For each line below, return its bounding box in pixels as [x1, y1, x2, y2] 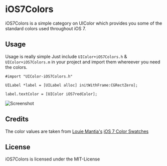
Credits [5, 115, 29, 124]
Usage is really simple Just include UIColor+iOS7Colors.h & [5, 53, 127, 59]
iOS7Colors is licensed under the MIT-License [5, 156, 100, 162]
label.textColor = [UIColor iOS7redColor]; [5, 92, 98, 97]
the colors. [5, 64, 28, 70]
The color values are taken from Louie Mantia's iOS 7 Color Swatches [5, 128, 149, 134]
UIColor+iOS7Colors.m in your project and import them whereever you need [5, 59, 160, 65]
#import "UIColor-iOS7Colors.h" [5, 74, 73, 79]
